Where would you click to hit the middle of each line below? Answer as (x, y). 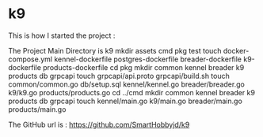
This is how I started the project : (62, 35)
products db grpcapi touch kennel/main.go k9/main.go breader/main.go (126, 101)
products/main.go (37, 109)
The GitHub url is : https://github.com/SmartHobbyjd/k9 (99, 124)
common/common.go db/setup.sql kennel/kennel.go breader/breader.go (127, 84)
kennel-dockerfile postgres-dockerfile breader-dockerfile (148, 59)
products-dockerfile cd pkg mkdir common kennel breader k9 (144, 67)
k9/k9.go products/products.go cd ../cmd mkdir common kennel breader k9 (132, 92)
